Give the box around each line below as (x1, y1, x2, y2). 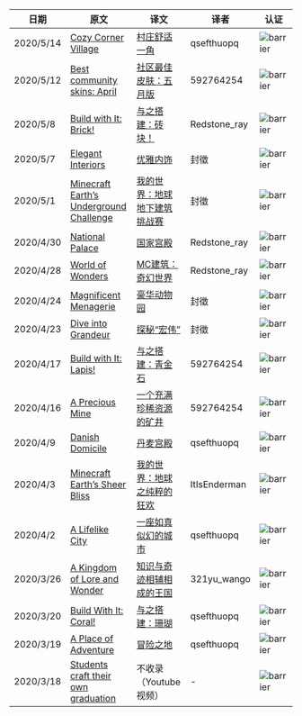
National (70, 231, 106, 242)
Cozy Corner (70, 32, 124, 43)
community (70, 74, 119, 86)
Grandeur (70, 329, 111, 340)
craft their (70, 670, 112, 682)
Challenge (70, 212, 113, 223)
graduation (70, 693, 117, 704)
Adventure (70, 644, 115, 656)
